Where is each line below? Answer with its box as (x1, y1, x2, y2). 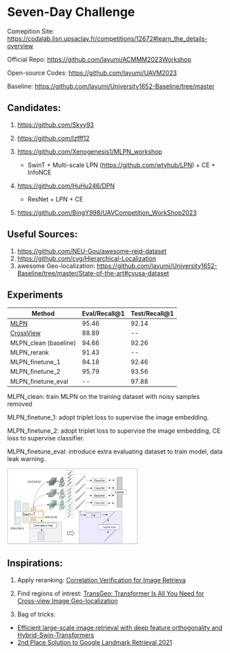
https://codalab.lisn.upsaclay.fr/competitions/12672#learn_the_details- (7, 34, 208, 42)
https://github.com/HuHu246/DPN (17, 181, 115, 190)
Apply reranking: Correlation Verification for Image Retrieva (17, 575, 186, 584)
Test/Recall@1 (131, 309, 174, 317)
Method (31, 309, 55, 317)
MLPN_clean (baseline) (10, 339, 77, 347)
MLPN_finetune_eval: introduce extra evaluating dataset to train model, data (7, 447, 223, 456)
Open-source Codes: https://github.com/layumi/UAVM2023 (7, 69, 178, 77)
